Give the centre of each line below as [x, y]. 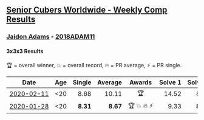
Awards [141, 82]
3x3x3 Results [25, 51]
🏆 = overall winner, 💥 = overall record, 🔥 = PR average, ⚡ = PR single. [94, 65]
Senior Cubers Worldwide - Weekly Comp [87, 10]
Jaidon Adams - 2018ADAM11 [51, 37]
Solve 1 [170, 82]
